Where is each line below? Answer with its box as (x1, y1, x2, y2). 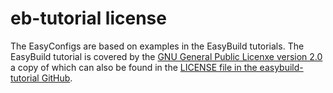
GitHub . (41, 72, 73, 84)
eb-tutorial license (10, 7, 167, 30)
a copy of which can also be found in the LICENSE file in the (10, 61, 258, 73)
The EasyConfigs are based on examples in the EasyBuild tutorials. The (10, 40, 305, 52)
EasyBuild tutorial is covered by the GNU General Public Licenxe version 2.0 (10, 50, 323, 62)
